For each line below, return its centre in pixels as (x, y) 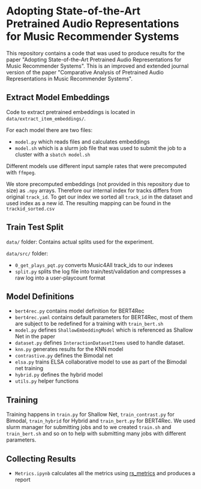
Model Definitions (40, 296)
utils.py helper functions (47, 381)
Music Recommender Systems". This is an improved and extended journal (97, 66)
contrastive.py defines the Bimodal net (64, 356)
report (23, 479)
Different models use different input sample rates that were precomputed (97, 166)
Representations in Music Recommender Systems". (70, 79)
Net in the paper (35, 337)
